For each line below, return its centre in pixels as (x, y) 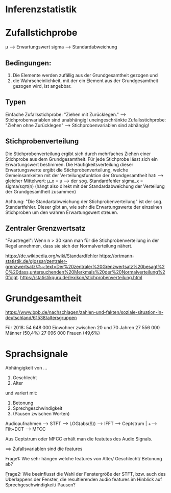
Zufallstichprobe (41, 33)
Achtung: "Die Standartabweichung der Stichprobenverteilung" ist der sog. (84, 201)
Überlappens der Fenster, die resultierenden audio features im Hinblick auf (84, 479)
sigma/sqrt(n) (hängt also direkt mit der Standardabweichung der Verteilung (85, 186)
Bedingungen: (28, 63)
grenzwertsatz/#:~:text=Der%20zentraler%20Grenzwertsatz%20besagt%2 (85, 267)
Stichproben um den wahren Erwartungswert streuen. (62, 212)
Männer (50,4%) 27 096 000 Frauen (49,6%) (53, 333)
